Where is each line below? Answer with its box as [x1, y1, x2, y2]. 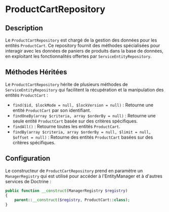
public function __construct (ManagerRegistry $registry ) [5, 188, 128, 193]
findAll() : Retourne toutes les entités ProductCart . [12, 123, 120, 130]
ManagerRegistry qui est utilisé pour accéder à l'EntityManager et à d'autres [5, 173, 163, 179]
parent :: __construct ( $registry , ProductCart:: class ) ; [14, 197, 130, 203]
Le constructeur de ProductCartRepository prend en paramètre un [5, 167, 143, 174]
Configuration [5, 154, 51, 163]
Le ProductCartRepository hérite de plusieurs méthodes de [5, 81, 128, 87]
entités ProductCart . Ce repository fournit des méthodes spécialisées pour [5, 43, 160, 49]
